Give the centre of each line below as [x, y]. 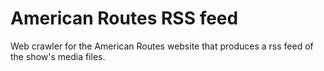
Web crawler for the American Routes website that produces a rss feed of [162, 46]
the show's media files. [58, 56]
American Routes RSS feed [124, 18]
